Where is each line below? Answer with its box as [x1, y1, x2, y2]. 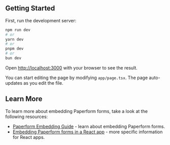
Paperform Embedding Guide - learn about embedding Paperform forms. [12, 123, 165, 129]
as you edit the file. [23, 80, 63, 86]
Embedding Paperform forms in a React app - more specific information [12, 129, 163, 135]
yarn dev [5, 37, 24, 42]
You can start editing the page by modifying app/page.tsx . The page [5, 75, 148, 81]
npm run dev [5, 27, 30, 32]
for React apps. [12, 134, 45, 140]
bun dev [5, 56, 22, 61]
